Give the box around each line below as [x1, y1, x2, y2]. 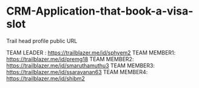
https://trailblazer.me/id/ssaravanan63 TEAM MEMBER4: [6, 68, 148, 75]
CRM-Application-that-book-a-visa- [6, 4, 194, 18]
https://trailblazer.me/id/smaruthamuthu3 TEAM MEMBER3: [6, 62, 155, 69]
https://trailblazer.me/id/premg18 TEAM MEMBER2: [6, 55, 134, 63]
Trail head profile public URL [6, 37, 78, 44]
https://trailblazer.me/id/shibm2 [6, 75, 85, 82]
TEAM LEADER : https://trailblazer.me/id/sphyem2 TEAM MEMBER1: [6, 49, 176, 56]
